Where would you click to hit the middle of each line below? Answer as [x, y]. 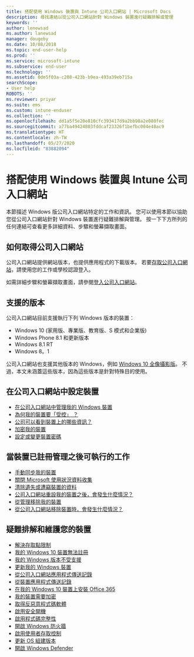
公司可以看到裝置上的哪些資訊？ [53, 422]
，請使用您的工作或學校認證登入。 [53, 270]
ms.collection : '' [29, 116]
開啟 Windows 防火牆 [40, 626]
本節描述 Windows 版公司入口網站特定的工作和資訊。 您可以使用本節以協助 [97, 212]
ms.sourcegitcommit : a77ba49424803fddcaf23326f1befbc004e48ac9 [85, 127]
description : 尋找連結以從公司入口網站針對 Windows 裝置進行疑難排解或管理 [90, 17]
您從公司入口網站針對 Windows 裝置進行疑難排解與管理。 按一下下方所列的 [97, 219]
